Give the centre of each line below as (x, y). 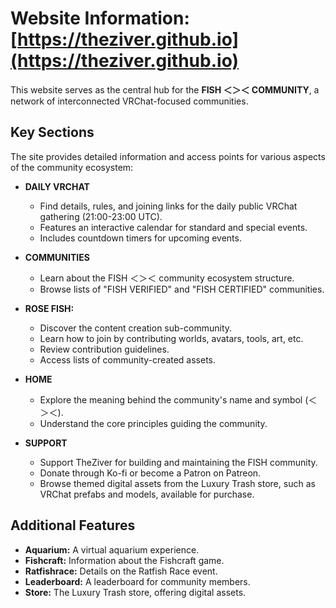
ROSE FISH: (49, 308)
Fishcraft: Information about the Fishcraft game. (124, 560)
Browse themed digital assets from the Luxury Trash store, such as (177, 483)
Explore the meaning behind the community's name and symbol (171, 399)
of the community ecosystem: (72, 167)
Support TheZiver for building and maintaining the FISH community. (178, 462)
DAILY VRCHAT (57, 186)
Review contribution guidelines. (104, 349)
